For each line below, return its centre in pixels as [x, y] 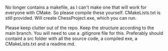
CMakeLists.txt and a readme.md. [40, 44]
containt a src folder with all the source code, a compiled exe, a [71, 38]
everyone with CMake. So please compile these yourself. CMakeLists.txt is [83, 13]
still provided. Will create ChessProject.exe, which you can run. [71, 18]
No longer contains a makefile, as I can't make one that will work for [76, 7]
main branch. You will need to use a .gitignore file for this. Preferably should [84, 33]
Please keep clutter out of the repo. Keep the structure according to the [80, 28]
